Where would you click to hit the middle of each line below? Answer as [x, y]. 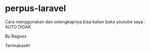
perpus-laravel [36, 8]
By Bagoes [16, 36]
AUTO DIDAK [18, 26]
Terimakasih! [18, 45]
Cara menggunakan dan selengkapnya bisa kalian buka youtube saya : [75, 22]
